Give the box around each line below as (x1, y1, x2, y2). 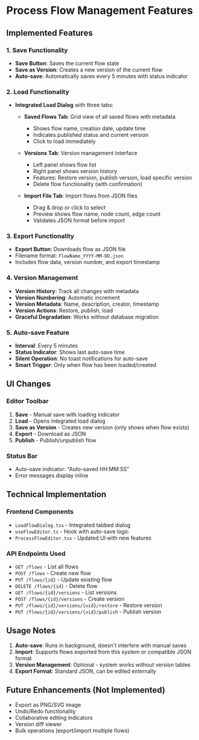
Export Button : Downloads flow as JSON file (14, 246, 126, 253)
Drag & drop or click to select (33, 204, 106, 211)
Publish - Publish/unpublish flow (14, 437, 96, 444)
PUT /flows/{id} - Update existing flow (14, 576, 113, 583)
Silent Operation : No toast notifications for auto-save (14, 355, 148, 362)
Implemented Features (6, 28, 93, 38)
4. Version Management (6, 274, 78, 282)
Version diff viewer (14, 720, 62, 727)
